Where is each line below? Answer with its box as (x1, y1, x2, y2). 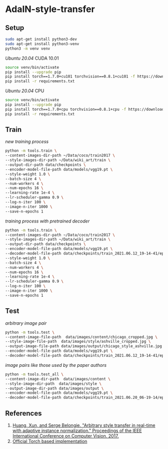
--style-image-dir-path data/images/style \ (5, 381, 101, 386)
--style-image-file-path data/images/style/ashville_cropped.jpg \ (5, 339, 151, 344)
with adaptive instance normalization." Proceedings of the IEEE (12, 427, 142, 433)
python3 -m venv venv (5, 46, 50, 51)
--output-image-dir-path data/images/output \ (5, 386, 104, 391)
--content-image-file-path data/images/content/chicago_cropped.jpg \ (5, 334, 157, 339)
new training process (5, 139, 49, 145)
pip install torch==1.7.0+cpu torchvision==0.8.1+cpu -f (5, 107, 126, 112)
